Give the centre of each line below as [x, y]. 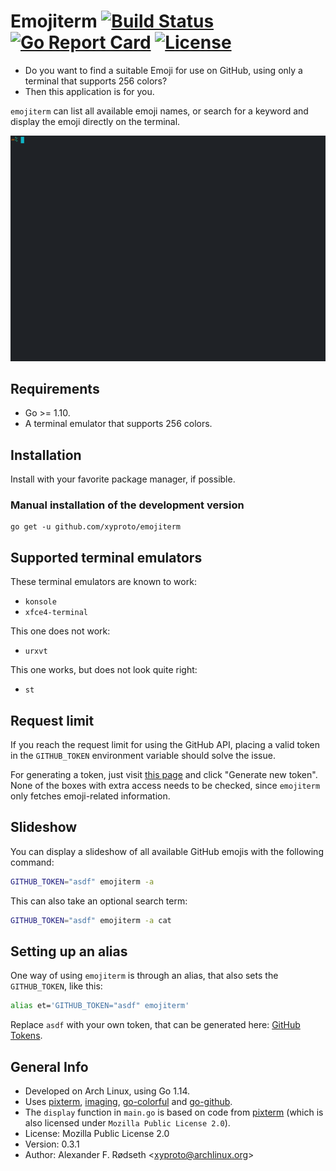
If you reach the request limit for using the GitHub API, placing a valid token [165, 745]
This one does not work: [60, 631]
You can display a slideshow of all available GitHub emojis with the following [167, 851]
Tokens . [26, 1036]
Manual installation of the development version [127, 505]
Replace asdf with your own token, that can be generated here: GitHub [155, 1025]
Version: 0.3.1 [52, 1144]
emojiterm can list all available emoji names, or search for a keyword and [159, 111]
